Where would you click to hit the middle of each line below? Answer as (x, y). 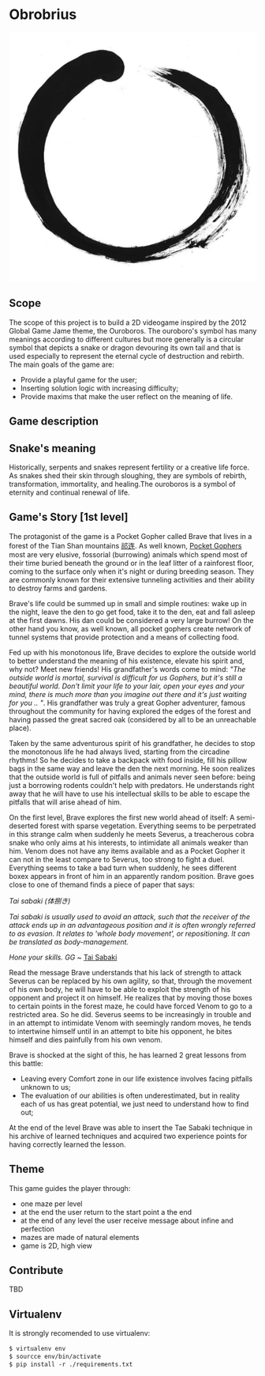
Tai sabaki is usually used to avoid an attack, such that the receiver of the (130, 916)
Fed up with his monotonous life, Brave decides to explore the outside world (132, 652)
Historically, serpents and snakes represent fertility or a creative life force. (129, 467)
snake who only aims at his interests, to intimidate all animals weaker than (129, 843)
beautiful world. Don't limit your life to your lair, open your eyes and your (127, 686)
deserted (24, 826)
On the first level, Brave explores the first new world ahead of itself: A (122, 817)
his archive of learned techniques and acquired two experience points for (128, 1136)
